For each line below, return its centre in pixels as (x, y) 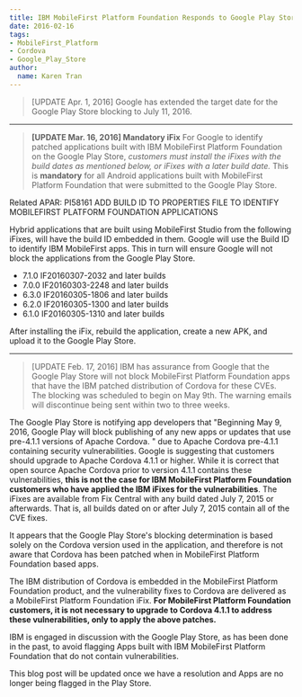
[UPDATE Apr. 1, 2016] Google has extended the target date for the (155, 102)
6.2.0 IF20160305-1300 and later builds (95, 304)
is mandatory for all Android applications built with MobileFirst (147, 175)
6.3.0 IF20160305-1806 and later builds (95, 294)
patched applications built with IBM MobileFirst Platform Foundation (157, 147)
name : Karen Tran (50, 76)
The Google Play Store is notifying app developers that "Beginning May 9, (146, 422)
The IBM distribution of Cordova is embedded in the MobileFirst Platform (144, 581)
